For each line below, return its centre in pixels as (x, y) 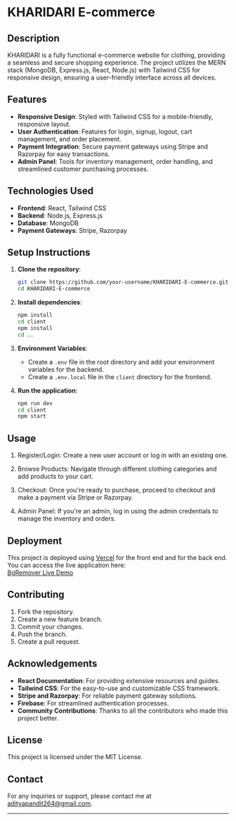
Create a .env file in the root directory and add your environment (121, 362)
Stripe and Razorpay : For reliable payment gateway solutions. (107, 695)
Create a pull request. (49, 642)
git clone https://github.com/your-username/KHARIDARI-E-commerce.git (123, 282)
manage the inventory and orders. (66, 518)
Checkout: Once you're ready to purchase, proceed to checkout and (116, 490)
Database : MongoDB (48, 223)
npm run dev (35, 403)
